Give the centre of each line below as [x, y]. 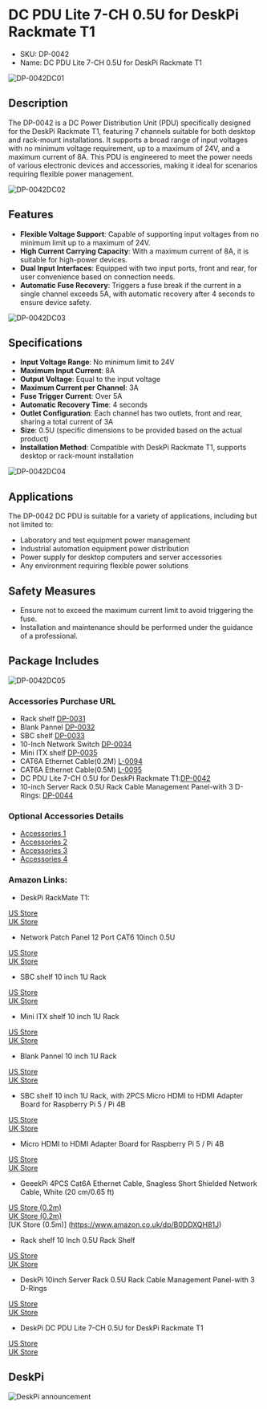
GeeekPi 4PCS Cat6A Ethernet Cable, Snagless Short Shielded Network [139, 1183]
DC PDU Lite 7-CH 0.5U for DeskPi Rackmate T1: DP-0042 [115, 778]
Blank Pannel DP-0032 [57, 727]
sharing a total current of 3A [67, 422]
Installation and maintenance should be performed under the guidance [136, 627]
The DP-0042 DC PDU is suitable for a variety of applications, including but [133, 516]
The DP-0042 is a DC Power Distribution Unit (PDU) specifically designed [129, 123]
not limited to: [31, 525]
